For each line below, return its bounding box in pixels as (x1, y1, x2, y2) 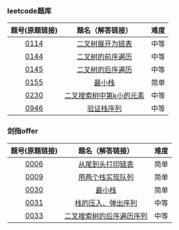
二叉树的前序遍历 (76, 52, 133, 61)
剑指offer (7, 126, 39, 136)
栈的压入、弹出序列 (75, 198, 138, 208)
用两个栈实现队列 (78, 172, 134, 182)
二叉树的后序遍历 (76, 65, 133, 75)
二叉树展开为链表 (76, 39, 133, 49)
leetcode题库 (7, 6, 52, 15)
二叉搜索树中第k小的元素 (64, 91, 145, 101)
